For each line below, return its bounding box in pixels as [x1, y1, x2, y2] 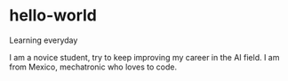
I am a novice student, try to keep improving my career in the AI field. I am [9, 52, 280, 62]
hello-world [9, 5, 98, 26]
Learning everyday [9, 35, 78, 45]
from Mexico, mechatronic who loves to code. [9, 61, 178, 72]
